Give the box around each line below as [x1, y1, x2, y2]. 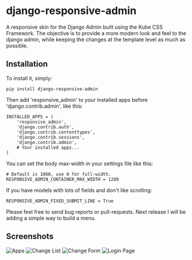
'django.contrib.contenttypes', [16, 129, 95, 135]
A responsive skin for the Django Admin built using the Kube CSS [6, 23, 163, 30]
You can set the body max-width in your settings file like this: [6, 160, 153, 167]
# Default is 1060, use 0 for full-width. [6, 171, 111, 177]
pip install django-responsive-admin [6, 86, 98, 92]
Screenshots [6, 231, 54, 241]
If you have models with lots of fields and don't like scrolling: [6, 186, 152, 194]
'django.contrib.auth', [16, 124, 75, 130]
